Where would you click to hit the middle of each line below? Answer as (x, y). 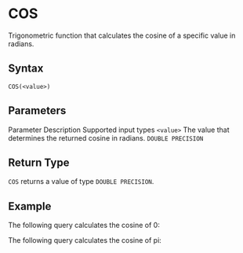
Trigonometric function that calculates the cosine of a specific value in (122, 35)
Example (30, 206)
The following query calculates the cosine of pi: (85, 240)
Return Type (39, 162)
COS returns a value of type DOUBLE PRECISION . (81, 181)
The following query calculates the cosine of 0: (84, 225)
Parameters (37, 111)
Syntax (26, 69)
